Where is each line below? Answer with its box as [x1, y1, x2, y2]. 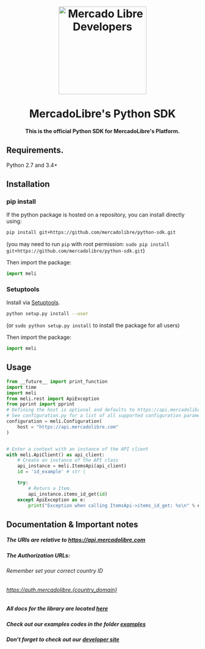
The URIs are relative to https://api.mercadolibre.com [6, 536, 146, 543]
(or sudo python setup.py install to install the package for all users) [6, 322, 180, 329]
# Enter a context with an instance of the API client [6, 446, 149, 452]
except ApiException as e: [17, 496, 86, 503]
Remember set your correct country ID [6, 567, 104, 575]
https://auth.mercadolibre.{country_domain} [6, 586, 118, 593]
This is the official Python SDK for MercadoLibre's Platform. [25, 127, 180, 134]
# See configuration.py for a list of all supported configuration [6, 413, 182, 419]
